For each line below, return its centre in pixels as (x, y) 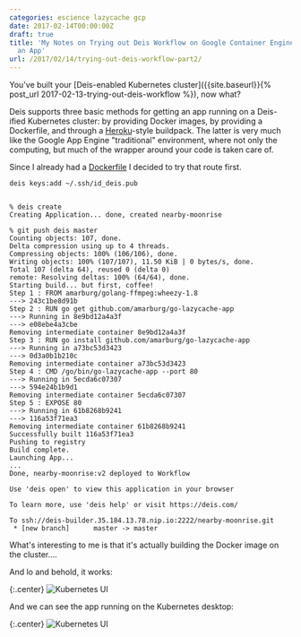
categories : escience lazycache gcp (77, 17)
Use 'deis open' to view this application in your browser (122, 489)
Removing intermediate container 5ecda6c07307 (98, 395)
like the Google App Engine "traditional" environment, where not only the (143, 140)
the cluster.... (34, 555)
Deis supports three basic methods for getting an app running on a (132, 112)
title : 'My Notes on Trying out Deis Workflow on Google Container (138, 43)
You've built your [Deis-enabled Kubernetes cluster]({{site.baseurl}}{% (140, 85)
